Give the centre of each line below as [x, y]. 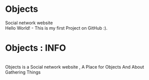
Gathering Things [23, 72]
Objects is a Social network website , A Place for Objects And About [75, 67]
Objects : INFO [36, 48]
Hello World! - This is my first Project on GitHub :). [56, 28]
